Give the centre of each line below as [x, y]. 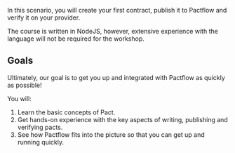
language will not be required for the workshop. [76, 39]
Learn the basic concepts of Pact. [66, 112]
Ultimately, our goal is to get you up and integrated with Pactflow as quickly [116, 77]
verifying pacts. [40, 127]
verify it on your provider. [44, 18]
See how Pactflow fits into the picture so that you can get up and [111, 134]
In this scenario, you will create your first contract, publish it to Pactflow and [117, 10]
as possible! [25, 85]
